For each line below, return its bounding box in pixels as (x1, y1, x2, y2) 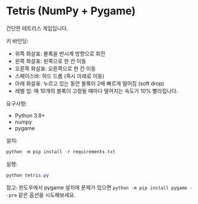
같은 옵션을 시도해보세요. (18, 191, 76, 198)
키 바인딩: (6, 37, 29, 44)
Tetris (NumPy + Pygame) (6, 4, 136, 18)
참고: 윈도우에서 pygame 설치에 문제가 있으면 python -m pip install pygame (6, 184, 187, 191)
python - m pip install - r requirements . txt (6, 149, 116, 154)
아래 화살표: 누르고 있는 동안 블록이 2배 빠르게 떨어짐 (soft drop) (14, 79, 165, 87)
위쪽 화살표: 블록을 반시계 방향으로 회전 (14, 50, 106, 57)
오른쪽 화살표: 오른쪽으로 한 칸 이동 (14, 64, 96, 72)
